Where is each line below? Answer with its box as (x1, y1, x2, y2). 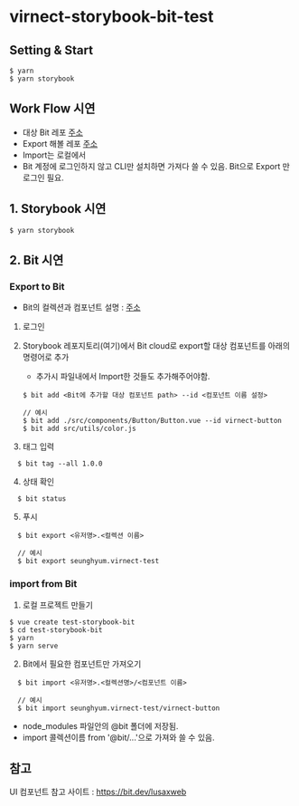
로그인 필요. (22, 172, 65, 183)
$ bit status (17, 494, 67, 504)
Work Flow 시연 (9, 101, 96, 117)
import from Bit (9, 578, 78, 590)
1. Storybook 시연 (9, 201, 107, 216)
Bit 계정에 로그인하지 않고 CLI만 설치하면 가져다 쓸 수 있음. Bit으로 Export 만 (22, 160, 291, 171)
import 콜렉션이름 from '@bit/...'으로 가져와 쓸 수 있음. (22, 732, 215, 743)
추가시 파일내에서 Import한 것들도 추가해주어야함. (35, 371, 210, 382)
